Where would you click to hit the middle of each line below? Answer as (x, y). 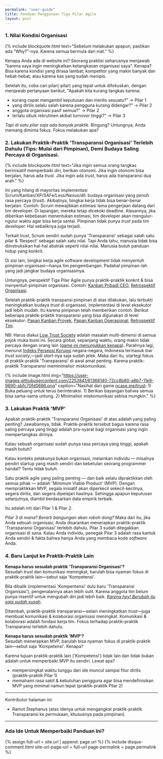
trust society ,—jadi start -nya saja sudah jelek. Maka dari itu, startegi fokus (79, 355)
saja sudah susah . (24, 601)
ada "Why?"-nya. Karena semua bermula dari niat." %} (60, 51)
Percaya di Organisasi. (32, 155)
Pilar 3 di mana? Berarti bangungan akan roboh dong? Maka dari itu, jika (78, 517)
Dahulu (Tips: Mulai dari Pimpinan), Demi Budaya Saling (72, 148)
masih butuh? (19, 449)
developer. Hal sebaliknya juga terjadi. (43, 226)
